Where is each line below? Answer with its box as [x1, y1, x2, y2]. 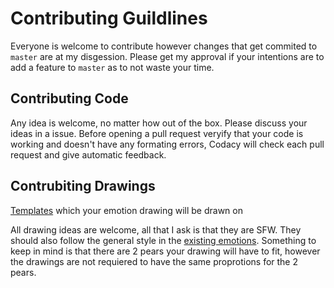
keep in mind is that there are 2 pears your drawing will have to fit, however [10, 245, 321, 257]
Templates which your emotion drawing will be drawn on [10, 204, 243, 216]
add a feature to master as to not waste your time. [10, 61, 215, 73]
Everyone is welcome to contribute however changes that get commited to [10, 40, 318, 52]
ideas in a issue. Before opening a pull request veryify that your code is [10, 127, 304, 139]
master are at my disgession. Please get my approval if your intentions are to [10, 50, 325, 62]
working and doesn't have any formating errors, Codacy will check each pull [10, 138, 325, 150]
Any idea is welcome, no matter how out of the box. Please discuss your [10, 117, 308, 129]
